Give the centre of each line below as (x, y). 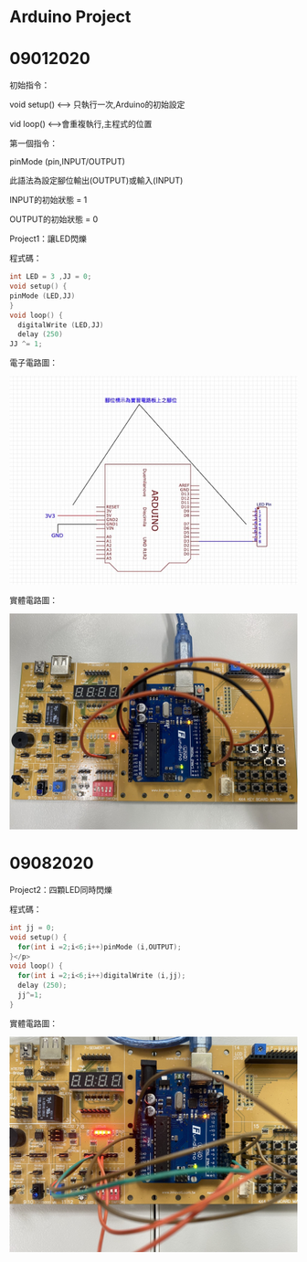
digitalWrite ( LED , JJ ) (61, 325)
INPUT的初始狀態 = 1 (48, 200)
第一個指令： (33, 143)
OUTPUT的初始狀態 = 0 (54, 219)
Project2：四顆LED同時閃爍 (61, 889)
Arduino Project (70, 17)
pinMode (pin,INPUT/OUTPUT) (68, 162)
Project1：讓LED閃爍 (48, 239)
